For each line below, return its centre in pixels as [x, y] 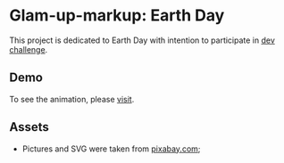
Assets [29, 127]
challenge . [29, 49]
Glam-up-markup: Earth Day [117, 16]
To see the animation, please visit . [72, 99]
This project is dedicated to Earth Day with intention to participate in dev [142, 40]
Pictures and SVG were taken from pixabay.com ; [111, 149]
